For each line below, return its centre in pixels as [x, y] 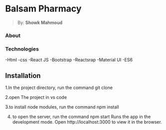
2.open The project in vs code [36, 97]
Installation [23, 75]
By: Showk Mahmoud [40, 22]
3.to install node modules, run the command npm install [62, 107]
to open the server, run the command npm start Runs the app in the [82, 116]
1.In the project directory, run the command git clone [59, 87]
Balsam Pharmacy [43, 9]
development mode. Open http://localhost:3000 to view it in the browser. [87, 122]
